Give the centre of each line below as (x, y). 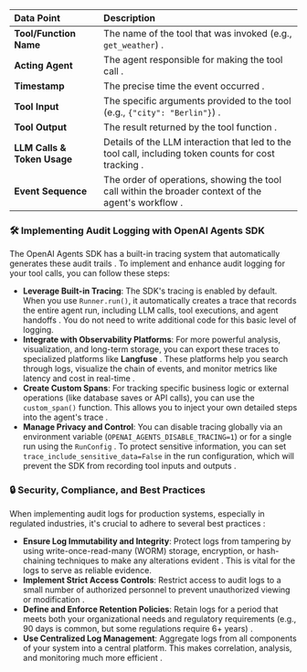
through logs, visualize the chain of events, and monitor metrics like (150, 368)
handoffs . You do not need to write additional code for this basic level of (159, 320)
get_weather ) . (134, 45)
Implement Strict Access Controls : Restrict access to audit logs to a (152, 580)
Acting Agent (43, 65)
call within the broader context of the (183, 191)
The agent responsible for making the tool (193, 60)
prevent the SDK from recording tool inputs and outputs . (129, 466)
